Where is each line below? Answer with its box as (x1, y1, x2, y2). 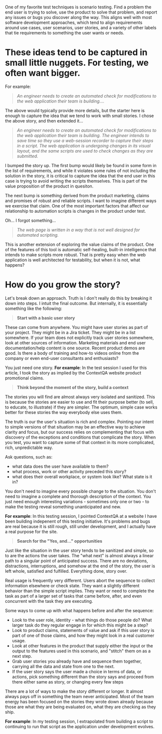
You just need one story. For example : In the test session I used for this (5, 364, 147, 371)
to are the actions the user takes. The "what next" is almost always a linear (5, 552, 154, 558)
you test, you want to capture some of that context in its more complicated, (5, 439, 155, 445)
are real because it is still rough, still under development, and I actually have (5, 523, 156, 529)
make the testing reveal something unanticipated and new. (5, 504, 121, 510)
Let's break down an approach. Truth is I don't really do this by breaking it (5, 295, 152, 301)
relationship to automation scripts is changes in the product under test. (5, 208, 146, 214)
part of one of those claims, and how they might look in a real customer (12, 632, 155, 638)
